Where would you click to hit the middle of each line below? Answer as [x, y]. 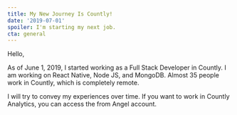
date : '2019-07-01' [36, 21]
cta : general [27, 34]
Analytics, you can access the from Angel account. [82, 104]
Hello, [16, 54]
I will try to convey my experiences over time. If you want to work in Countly [118, 97]
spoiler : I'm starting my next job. [62, 27]
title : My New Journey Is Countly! [60, 14]
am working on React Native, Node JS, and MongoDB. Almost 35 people [113, 75]
